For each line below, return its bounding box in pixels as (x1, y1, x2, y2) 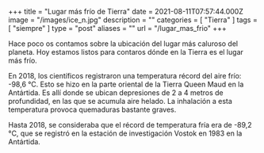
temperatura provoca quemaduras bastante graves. (8, 105, 177, 114)
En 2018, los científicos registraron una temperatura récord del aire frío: (8, 71, 242, 80)
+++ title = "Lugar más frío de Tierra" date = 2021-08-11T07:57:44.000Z (8, 7, 243, 16)
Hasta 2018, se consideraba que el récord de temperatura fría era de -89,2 (8, 120, 252, 129)
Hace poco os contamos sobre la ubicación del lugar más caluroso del (8, 39, 239, 48)
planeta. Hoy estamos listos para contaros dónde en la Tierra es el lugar (8, 48, 244, 56)
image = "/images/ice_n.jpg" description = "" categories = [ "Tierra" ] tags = (8, 15, 258, 25)
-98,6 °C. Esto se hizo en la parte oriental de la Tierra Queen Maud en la (8, 79, 244, 89)
